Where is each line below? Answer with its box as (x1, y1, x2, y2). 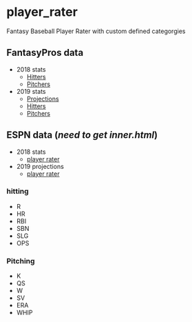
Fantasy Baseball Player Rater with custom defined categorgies (6, 27, 186, 35)
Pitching (6, 256, 35, 265)
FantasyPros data (6, 47, 84, 59)
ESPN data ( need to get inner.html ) (6, 129, 158, 141)
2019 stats (16, 87, 46, 95)
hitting (6, 187, 29, 197)
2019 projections (16, 162, 65, 170)
